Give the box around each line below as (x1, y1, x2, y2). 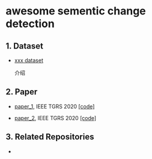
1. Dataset (5, 41, 43, 51)
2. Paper (5, 87, 38, 97)
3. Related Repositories (5, 132, 94, 142)
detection (5, 17, 55, 31)
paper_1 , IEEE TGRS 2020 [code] (14, 103, 95, 110)
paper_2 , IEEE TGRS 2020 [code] (14, 114, 97, 121)
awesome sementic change (5, 4, 147, 18)
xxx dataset (14, 57, 43, 64)
